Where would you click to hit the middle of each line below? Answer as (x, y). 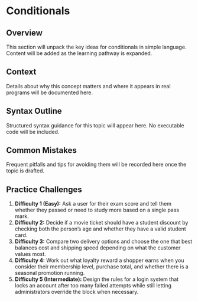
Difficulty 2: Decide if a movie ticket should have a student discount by (101, 223)
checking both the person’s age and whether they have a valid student (100, 229)
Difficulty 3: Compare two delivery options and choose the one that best (103, 242)
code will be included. (33, 132)
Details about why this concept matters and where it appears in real (88, 86)
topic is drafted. (25, 171)
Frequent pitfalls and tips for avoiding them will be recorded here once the (96, 165)
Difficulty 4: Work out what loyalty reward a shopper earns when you (99, 260)
